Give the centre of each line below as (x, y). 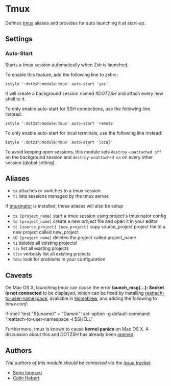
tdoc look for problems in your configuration (59, 259)
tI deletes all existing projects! (45, 243)
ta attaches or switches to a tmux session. (57, 191)
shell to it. (16, 99)
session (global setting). (31, 162)
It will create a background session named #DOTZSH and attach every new (84, 93)
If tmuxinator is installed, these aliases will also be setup (64, 206)
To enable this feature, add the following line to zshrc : (62, 74)
